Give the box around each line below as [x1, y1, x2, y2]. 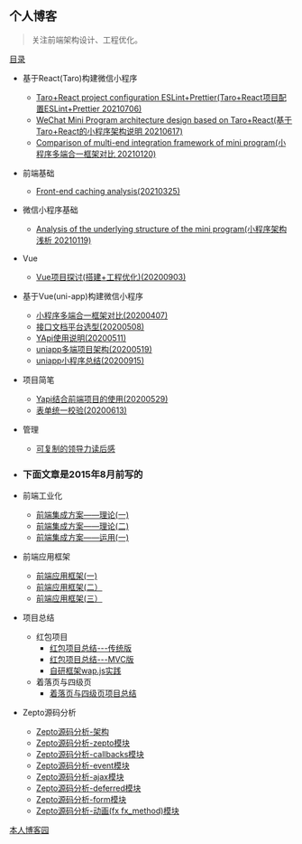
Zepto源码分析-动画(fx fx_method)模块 [35, 805, 180, 816]
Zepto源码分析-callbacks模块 [35, 749, 144, 760]
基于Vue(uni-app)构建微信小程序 [22, 290, 144, 301]
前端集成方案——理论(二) [35, 520, 129, 531]
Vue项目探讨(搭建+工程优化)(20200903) [35, 271, 187, 282]
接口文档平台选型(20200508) [35, 321, 145, 332]
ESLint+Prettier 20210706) [43, 103, 142, 114]
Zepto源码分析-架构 [35, 727, 110, 737]
